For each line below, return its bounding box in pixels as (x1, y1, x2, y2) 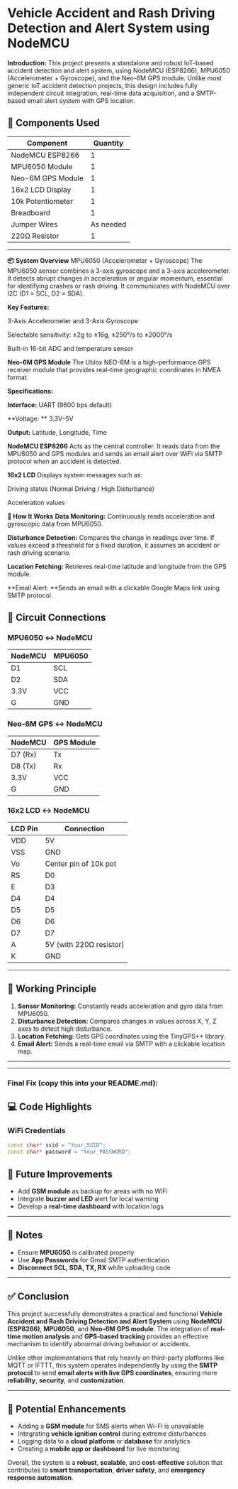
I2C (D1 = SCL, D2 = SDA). (7, 289, 84, 298)
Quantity (93, 138, 124, 148)
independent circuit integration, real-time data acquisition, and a (7, 89, 195, 97)
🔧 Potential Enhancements (7, 1403, 126, 1415)
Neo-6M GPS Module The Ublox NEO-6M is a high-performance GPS (7, 357, 211, 367)
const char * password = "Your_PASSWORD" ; (7, 1149, 132, 1156)
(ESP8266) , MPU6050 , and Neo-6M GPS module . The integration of (7, 1324, 210, 1333)
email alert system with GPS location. (27, 96, 136, 104)
